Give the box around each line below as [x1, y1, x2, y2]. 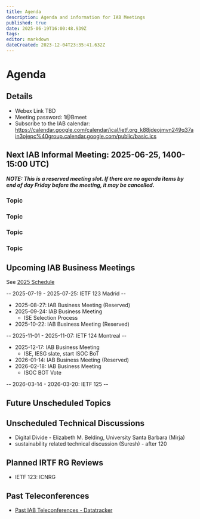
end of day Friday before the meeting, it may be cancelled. [6, 181, 155, 189]
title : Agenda [6, 8, 42, 15]
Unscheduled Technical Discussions [6, 418, 145, 428]
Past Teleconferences [6, 490, 90, 501]
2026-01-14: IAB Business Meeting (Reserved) [14, 356, 130, 364]
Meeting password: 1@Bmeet [14, 113, 87, 121]
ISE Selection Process [23, 314, 78, 322]
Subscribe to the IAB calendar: [14, 120, 91, 127]
